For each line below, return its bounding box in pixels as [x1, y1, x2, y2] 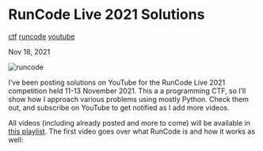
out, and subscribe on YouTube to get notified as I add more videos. [8, 103, 230, 112]
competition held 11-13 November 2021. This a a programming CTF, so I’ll [8, 85, 246, 96]
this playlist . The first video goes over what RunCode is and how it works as [8, 126, 256, 136]
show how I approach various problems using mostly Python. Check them [8, 94, 250, 104]
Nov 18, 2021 [8, 47, 51, 56]
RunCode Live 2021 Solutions [8, 6, 205, 24]
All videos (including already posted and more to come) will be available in [8, 118, 251, 127]
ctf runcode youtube [8, 32, 75, 41]
